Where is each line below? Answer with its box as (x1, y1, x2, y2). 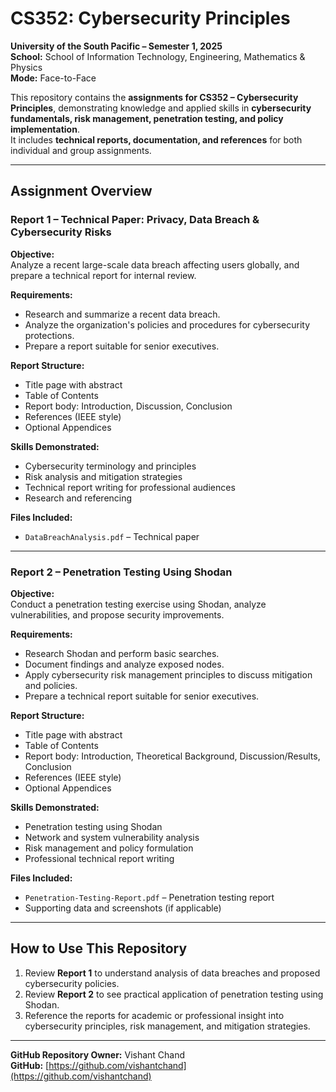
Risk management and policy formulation (24, 842, 194, 854)
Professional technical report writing (24, 852, 175, 864)
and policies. (24, 679, 78, 691)
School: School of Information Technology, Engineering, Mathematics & (10, 50, 306, 62)
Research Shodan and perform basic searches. (24, 647, 220, 659)
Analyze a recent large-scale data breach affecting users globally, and (10, 258, 300, 271)
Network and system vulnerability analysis (24, 831, 200, 843)
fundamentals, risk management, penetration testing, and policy (10, 112, 284, 124)
